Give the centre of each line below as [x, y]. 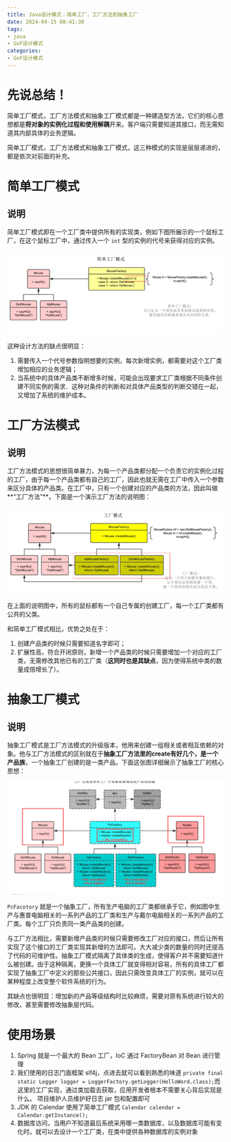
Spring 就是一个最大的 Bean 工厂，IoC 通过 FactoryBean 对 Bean [109, 1055]
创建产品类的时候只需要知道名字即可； [71, 643]
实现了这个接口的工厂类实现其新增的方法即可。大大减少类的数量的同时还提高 [115, 946]
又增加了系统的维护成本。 [53, 395]
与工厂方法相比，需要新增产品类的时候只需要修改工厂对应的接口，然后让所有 [115, 938]
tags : [15, 29]
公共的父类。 [25, 614]
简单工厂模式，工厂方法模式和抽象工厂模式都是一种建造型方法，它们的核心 [112, 115]
